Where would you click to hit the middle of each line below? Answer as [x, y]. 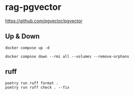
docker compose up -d [27, 48]
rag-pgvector [33, 7]
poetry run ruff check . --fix [37, 87]
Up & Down [22, 36]
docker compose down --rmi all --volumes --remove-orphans [67, 56]
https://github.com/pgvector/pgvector [44, 21]
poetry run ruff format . [32, 83]
